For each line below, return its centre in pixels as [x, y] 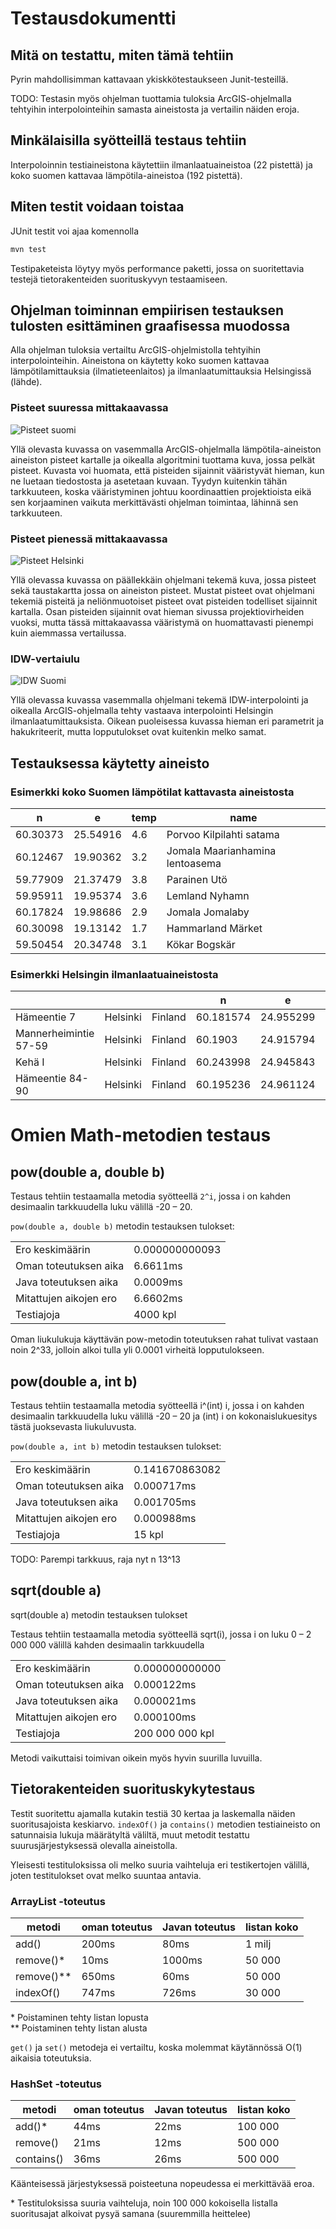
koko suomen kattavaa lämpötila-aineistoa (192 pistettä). [126, 175]
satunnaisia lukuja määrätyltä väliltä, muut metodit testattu [130, 1834]
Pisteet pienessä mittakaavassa [89, 539]
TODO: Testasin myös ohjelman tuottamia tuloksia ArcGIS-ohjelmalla [151, 98]
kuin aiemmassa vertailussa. [68, 633]
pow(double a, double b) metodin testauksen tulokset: [122, 1226]
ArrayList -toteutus [58, 1901]
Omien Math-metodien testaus [141, 1135]
